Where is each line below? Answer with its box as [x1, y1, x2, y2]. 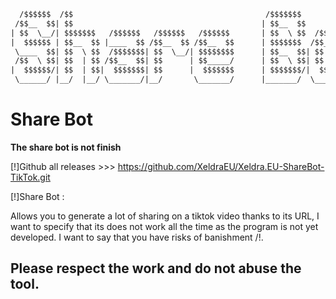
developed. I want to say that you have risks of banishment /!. [10, 231, 264, 243]
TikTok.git [10, 171, 51, 183]
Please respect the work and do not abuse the [10, 260, 302, 277]
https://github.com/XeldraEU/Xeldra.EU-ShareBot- [117, 160, 325, 172]
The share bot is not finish [10, 141, 122, 153]
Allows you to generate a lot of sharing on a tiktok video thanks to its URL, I [10, 210, 320, 222]
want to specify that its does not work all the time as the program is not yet [10, 220, 319, 232]
